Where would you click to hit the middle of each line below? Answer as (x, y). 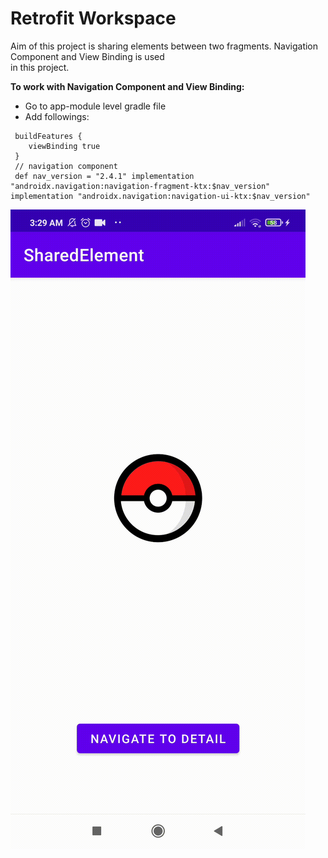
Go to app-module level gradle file (95, 106)
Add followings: (57, 116)
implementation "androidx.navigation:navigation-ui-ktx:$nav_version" (160, 196)
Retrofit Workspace (93, 18)
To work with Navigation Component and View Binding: (127, 86)
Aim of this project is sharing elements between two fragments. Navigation (164, 46)
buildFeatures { (48, 136)
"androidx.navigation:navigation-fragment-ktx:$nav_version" (140, 186)
